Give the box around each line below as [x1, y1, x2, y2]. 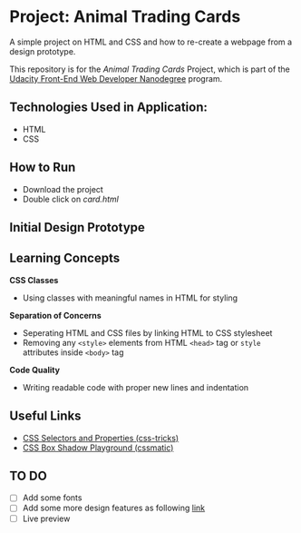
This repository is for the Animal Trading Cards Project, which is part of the [9, 64, 290, 74]
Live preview [22, 513, 71, 524]
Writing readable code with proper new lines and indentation [22, 381, 249, 392]
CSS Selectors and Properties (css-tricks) [22, 432, 180, 443]
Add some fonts [22, 492, 83, 503]
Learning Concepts [9, 251, 121, 266]
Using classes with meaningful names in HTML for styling [22, 292, 238, 303]
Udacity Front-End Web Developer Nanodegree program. [9, 73, 223, 84]
